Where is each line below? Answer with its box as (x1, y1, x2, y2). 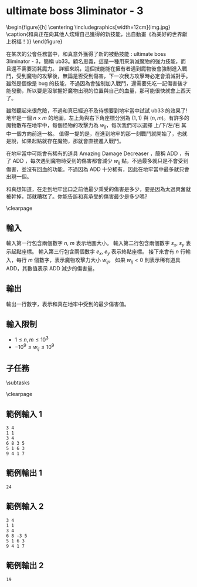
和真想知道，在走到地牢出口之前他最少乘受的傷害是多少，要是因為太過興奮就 (6, 185, 191, 192)
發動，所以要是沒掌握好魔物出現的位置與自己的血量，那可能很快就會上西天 (11, 87, 191, 94)
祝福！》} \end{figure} (11, 38, 63, 45)
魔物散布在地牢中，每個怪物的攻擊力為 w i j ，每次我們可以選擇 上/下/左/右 (6, 122, 181, 130)
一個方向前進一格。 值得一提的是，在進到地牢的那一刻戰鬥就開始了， (11, 130, 177, 137)
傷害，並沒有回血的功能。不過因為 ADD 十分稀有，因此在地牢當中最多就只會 (6, 166, 189, 173)
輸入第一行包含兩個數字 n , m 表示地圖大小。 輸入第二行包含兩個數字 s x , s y (6, 240, 185, 248)
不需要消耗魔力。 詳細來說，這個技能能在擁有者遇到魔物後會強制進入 (16, 65, 182, 72)
